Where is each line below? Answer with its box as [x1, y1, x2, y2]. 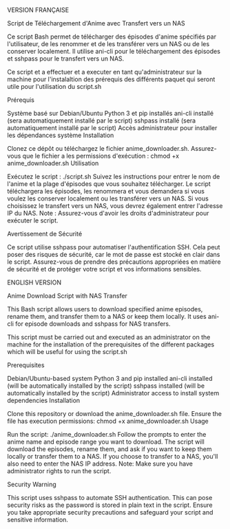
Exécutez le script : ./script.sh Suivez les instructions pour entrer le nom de [7, 172, 220, 180]
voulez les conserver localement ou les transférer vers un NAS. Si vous [7, 194, 209, 203]
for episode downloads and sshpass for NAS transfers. [14, 320, 171, 328]
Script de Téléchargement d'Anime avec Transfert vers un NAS [7, 19, 186, 27]
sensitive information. [7, 516, 69, 523]
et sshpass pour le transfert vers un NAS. [7, 54, 125, 63]
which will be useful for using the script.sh [7, 348, 127, 355]
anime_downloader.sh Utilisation [7, 159, 99, 167]
